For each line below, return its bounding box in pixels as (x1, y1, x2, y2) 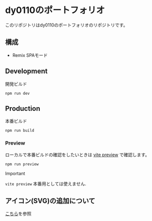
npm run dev (5, 91, 30, 96)
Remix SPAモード (12, 52, 48, 58)
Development (5, 67, 48, 75)
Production (5, 104, 41, 113)
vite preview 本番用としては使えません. (5, 181, 86, 187)
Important (5, 170, 25, 176)
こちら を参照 (5, 211, 31, 217)
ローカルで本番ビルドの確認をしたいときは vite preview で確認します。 (5, 152, 150, 158)
